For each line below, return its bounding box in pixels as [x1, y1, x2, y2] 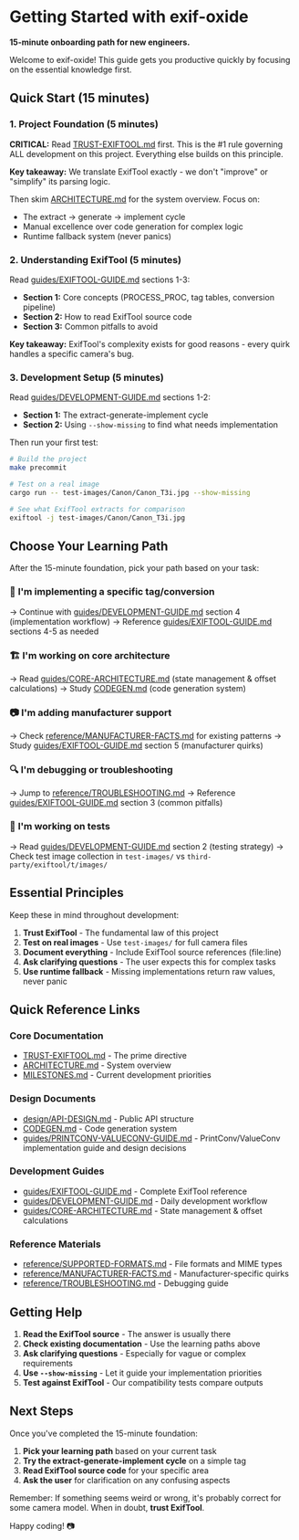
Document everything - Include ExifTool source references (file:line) [22, 946, 283, 957]
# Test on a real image [9, 480, 100, 489]
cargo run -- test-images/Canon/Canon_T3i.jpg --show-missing [9, 488, 251, 497]
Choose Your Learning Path [9, 538, 169, 554]
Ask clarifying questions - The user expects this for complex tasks [22, 956, 276, 967]
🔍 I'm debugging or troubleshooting [9, 764, 173, 776]
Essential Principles [9, 885, 125, 901]
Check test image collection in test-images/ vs [9, 850, 185, 861]
